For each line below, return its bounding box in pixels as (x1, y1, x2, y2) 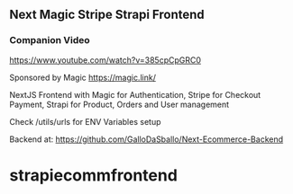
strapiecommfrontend (9, 165, 179, 185)
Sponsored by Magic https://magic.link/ (9, 72, 156, 83)
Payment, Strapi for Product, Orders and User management (9, 99, 230, 110)
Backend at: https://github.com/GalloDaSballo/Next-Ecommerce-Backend (9, 134, 284, 145)
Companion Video (9, 34, 90, 47)
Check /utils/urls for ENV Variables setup (9, 116, 161, 127)
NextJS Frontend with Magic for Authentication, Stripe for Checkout (9, 89, 261, 100)
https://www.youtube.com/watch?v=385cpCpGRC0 (9, 54, 201, 66)
